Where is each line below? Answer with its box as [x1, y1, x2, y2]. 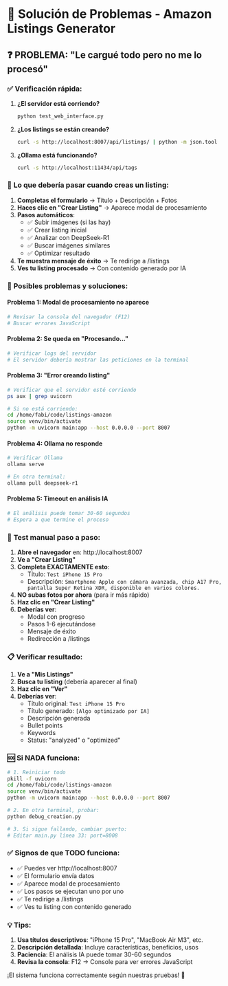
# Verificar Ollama [7, 454, 63, 461]
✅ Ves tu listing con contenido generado [16, 902, 132, 910]
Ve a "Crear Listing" [16, 556, 76, 564]
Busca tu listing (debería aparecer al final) [16, 677, 137, 686]
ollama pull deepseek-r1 [7, 479, 78, 487]
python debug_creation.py [7, 813, 81, 820]
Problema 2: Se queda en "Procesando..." [7, 335, 129, 343]
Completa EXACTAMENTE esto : [16, 563, 110, 571]
